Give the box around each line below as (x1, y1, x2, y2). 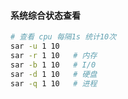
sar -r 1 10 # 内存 (10, 50, 98, 60)
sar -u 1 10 (10, 41, 60, 52)
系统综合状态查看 (10, 9, 81, 21)
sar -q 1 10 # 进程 (10, 78, 98, 89)
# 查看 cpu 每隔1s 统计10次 (10, 32, 117, 42)
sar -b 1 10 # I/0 (10, 60, 97, 70)
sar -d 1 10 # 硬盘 (10, 69, 98, 79)
